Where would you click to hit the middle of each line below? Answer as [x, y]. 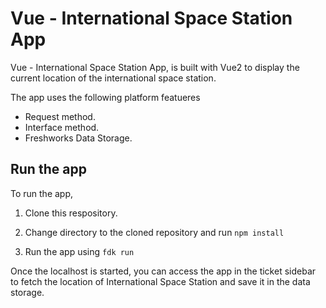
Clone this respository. [71, 213]
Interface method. [62, 127]
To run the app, [42, 193]
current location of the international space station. [113, 78]
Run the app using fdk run [79, 251]
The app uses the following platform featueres [105, 97]
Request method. [60, 116]
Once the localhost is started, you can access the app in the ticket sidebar [163, 271]
